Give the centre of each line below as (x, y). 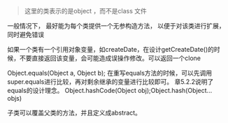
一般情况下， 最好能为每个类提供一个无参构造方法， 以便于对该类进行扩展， (116, 26)
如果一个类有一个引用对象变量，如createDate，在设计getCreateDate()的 (111, 49)
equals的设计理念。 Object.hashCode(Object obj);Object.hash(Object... (110, 91)
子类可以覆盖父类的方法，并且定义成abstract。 (74, 113)
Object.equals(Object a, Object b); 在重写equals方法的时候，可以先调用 (110, 73)
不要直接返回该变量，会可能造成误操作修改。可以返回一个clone (110, 58)
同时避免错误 (26, 35)
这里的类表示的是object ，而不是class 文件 (85, 11)
